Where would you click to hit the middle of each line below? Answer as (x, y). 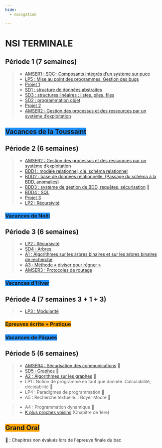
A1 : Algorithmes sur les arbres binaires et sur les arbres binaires (91, 254)
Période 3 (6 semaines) (42, 232)
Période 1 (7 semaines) (41, 62)
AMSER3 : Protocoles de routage (58, 270)
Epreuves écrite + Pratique (38, 324)
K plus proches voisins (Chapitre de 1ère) (67, 412)
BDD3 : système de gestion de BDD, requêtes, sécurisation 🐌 (87, 187)
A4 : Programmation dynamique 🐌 (60, 407)
